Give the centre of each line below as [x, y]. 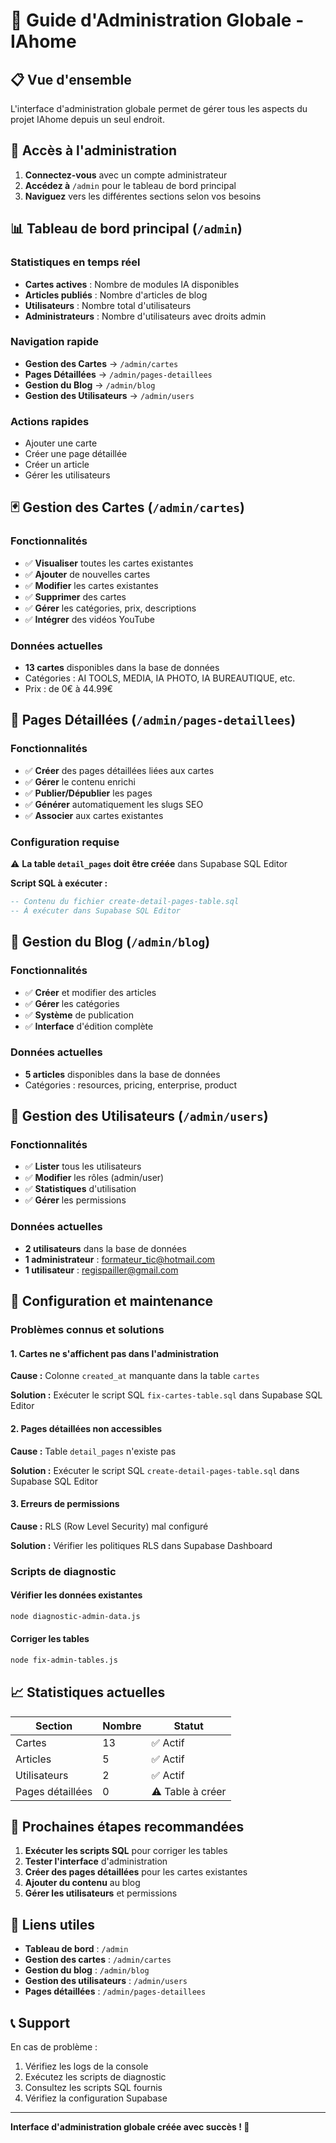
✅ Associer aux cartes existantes [94, 815]
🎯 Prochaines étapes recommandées [127, 1826]
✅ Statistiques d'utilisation [80, 1189]
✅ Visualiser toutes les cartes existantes [109, 563]
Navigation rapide [55, 342]
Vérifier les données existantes [76, 1595]
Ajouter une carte [61, 443]
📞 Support [40, 2022]
